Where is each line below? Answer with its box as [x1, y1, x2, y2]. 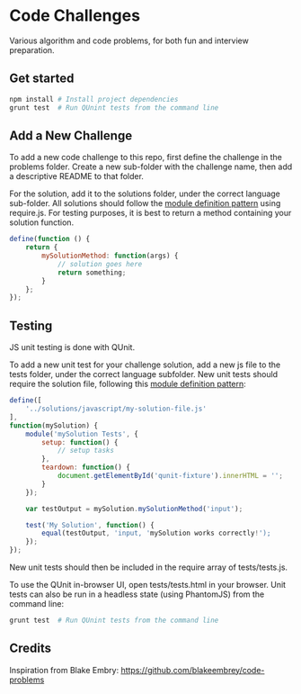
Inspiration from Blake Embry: [9, 664, 120, 675]
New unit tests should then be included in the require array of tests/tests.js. [9, 562, 288, 572]
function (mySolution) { [9, 420, 99, 430]
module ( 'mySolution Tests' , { [25, 429, 139, 438]
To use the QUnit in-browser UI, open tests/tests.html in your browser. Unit [9, 580, 286, 590]
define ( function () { [9, 235, 91, 244]
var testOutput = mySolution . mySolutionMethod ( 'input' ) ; [25, 504, 243, 513]
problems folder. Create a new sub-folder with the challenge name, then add [9, 161, 293, 172]
